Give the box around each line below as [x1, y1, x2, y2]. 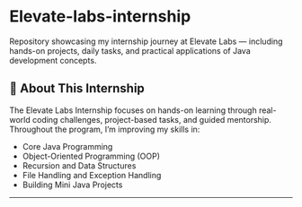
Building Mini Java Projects [22, 179, 123, 190]
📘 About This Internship [9, 81, 146, 96]
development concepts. [9, 55, 97, 65]
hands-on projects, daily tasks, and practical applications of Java [9, 45, 252, 56]
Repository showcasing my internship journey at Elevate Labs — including [9, 36, 283, 47]
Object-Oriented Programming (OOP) [22, 151, 160, 161]
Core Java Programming [22, 141, 113, 151]
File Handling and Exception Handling [22, 169, 162, 180]
